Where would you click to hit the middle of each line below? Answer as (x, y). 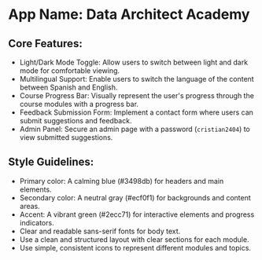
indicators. (37, 222)
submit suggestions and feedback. (76, 121)
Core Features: (45, 44)
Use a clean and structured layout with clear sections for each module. (134, 239)
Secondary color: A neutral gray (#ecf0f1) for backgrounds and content (135, 197)
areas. (30, 206)
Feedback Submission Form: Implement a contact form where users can (137, 112)
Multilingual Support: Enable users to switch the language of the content (137, 79)
